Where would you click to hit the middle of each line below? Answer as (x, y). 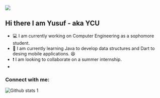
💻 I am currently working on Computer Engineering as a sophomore (83, 36)
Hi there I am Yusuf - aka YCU (52, 23)
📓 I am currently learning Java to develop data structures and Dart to (84, 48)
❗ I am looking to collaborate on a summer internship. (67, 59)
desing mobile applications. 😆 (44, 54)
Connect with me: (27, 79)
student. (21, 43)
